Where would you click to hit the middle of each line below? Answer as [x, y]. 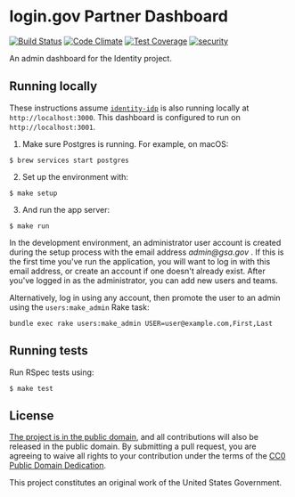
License [32, 416]
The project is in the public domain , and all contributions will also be [134, 437]
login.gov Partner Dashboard [119, 16]
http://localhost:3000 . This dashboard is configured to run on [125, 117]
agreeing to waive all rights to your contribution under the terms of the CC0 [147, 456]
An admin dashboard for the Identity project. [90, 58]
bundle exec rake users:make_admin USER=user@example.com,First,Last [141, 323]
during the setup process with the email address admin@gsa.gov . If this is [147, 252]
